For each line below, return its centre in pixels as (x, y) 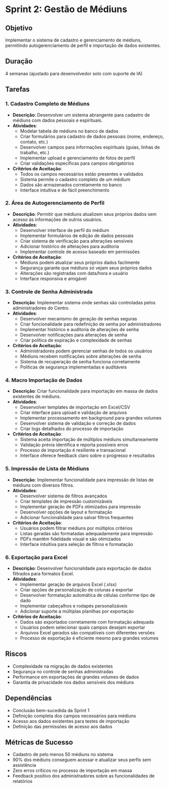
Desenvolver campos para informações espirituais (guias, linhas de (90, 147)
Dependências (29, 698)
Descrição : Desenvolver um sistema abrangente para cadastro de (81, 115)
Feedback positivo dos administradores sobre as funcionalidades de (83, 776)
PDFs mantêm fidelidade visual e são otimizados (70, 539)
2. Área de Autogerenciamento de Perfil (55, 203)
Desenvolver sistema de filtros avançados (64, 496)
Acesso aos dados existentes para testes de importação (71, 721)
